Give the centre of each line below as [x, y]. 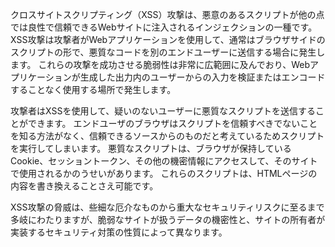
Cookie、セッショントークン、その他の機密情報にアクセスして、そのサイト [164, 161]
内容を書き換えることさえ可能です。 [84, 186]
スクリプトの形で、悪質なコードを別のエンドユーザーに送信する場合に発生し [168, 52]
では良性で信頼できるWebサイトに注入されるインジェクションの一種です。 [164, 27]
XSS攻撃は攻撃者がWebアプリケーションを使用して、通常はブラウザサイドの [168, 39]
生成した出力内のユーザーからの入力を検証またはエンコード [202, 77]
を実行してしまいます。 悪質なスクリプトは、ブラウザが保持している [151, 148]
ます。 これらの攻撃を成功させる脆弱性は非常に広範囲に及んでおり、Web [160, 64]
